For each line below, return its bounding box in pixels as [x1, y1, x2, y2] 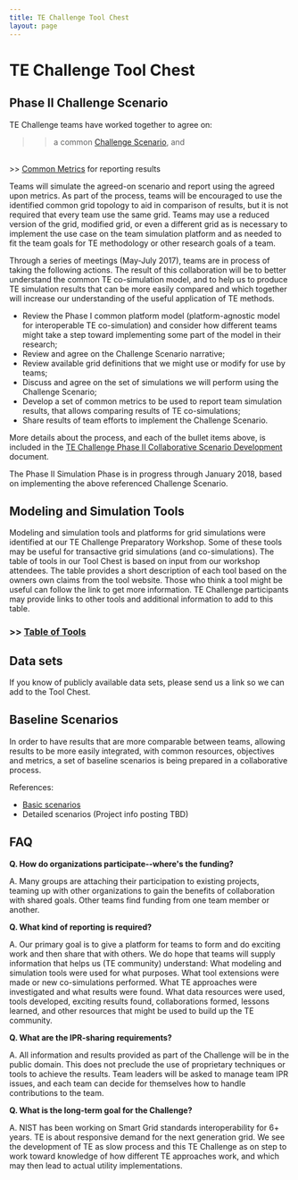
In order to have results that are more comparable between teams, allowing [9, 736, 286, 746]
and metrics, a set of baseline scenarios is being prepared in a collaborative [9, 754, 288, 765]
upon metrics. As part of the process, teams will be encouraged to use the [9, 190, 283, 201]
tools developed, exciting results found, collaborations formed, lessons [9, 996, 270, 1007]
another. [9, 904, 40, 914]
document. [9, 451, 49, 461]
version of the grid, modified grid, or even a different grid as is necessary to [9, 218, 288, 229]
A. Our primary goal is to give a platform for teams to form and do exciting [9, 939, 281, 949]
